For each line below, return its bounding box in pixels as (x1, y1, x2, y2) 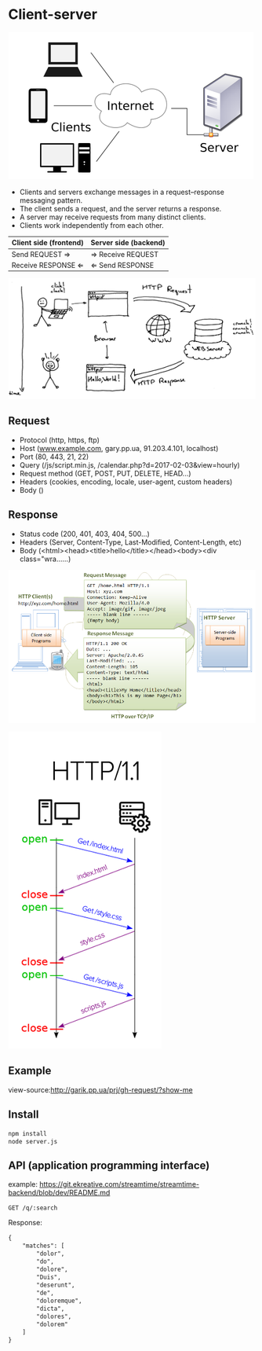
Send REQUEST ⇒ (11, 249, 71, 259)
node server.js (8, 1137, 58, 1145)
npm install (8, 1129, 47, 1137)
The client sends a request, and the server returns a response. (19, 204, 222, 213)
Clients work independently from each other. (19, 220, 165, 229)
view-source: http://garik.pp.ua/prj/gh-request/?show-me (8, 1085, 194, 1094)
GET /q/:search (8, 1204, 58, 1212)
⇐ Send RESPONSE (90, 260, 155, 270)
